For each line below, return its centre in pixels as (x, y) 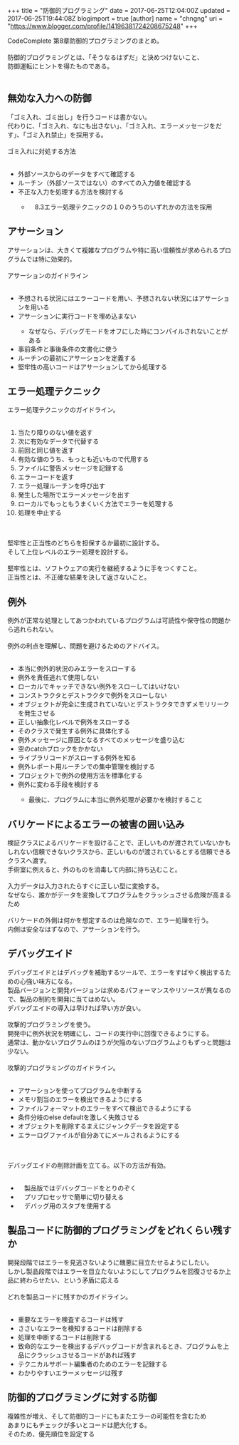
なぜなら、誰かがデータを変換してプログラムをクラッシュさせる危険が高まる (119, 895)
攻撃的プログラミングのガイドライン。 (63, 1067)
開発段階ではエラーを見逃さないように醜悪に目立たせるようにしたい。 (110, 1262)
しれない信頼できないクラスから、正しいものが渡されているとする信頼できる (119, 852)
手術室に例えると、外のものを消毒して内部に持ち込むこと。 (94, 870)
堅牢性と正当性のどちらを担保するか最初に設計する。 (85, 543)
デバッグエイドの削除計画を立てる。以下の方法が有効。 (88, 1165)
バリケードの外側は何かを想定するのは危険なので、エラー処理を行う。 (108, 920)
